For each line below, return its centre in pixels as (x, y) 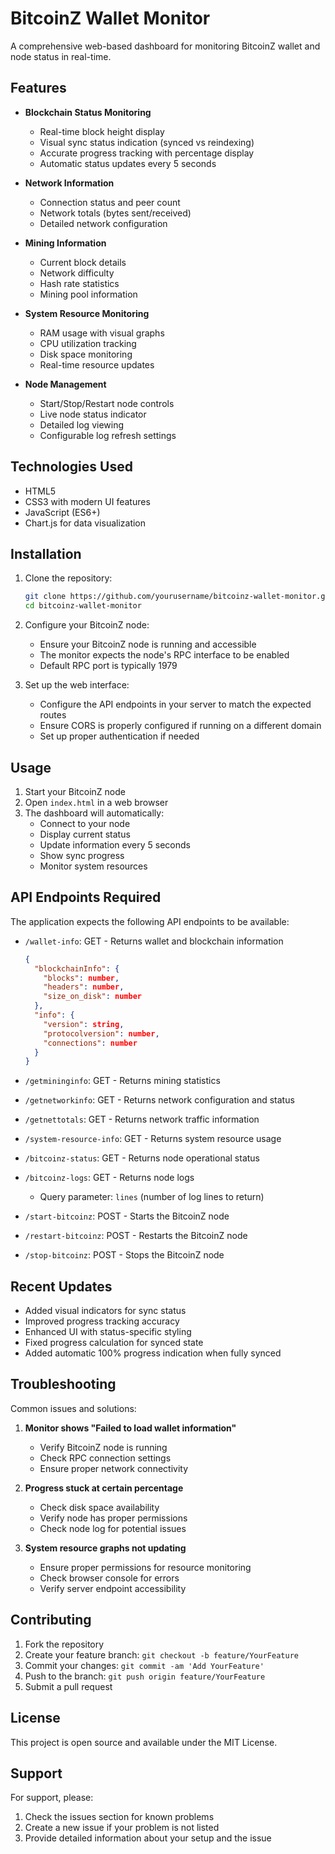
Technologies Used (71, 467)
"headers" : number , (84, 987)
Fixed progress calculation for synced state (114, 1343)
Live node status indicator (93, 414)
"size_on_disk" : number (92, 997)
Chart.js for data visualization (85, 523)
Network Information (69, 183)
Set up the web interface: (77, 685)
